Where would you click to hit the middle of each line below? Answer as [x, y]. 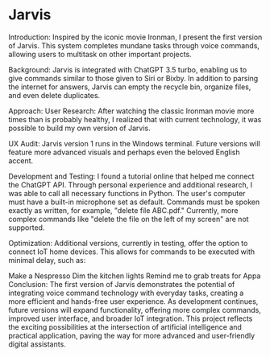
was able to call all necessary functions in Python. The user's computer [127, 193]
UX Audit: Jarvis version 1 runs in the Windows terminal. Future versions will [134, 143]
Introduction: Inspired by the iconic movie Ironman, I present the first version [135, 37]
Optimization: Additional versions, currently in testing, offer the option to [128, 243]
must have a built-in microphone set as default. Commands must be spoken [134, 202]
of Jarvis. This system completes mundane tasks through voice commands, [134, 45]
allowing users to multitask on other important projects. [100, 54]
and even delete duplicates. [54, 95]
